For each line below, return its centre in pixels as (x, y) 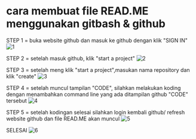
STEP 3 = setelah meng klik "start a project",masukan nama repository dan (98, 69)
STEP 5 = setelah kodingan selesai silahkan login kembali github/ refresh (96, 112)
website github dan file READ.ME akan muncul (63, 119)
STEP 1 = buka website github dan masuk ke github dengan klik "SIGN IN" (97, 40)
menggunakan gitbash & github (86, 24)
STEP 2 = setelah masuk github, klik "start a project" (71, 58)
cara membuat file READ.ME (77, 11)
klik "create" (22, 76)
